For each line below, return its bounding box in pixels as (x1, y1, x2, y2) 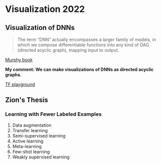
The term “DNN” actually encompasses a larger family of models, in (17, 36, 157, 42)
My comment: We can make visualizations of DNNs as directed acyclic (5, 66, 154, 72)
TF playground (5, 81, 35, 87)
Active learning (12, 138, 44, 144)
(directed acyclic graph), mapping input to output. (17, 47, 119, 53)
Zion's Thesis (5, 96, 48, 104)
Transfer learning (12, 127, 48, 133)
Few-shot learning (12, 149, 50, 155)
